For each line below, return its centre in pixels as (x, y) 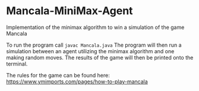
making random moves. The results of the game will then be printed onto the (100, 57)
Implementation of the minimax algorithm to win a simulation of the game (95, 27)
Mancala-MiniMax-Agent (70, 11)
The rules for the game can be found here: (58, 75)
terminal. (17, 64)
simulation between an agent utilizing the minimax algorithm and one (90, 51)
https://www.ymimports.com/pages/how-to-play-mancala (77, 82)
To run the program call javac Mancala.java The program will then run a (94, 45)
